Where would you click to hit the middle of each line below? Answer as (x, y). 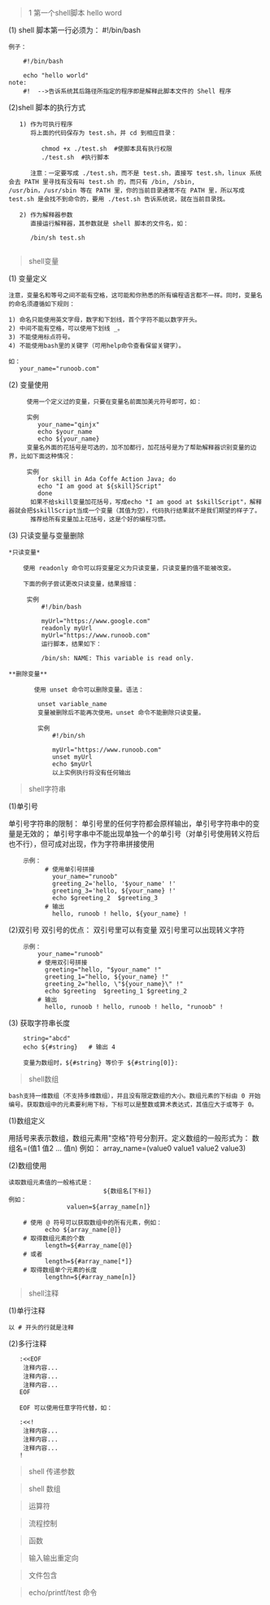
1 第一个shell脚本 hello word (75, 13)
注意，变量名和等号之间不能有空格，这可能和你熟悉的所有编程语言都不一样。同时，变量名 (135, 296)
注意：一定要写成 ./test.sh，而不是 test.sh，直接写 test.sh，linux (138, 173)
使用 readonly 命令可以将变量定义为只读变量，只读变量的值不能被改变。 (129, 568)
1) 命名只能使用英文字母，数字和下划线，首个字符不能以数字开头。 (105, 320)
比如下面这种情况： (48, 456)
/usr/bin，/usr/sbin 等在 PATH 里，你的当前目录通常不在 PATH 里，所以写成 (127, 191)
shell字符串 (47, 789)
